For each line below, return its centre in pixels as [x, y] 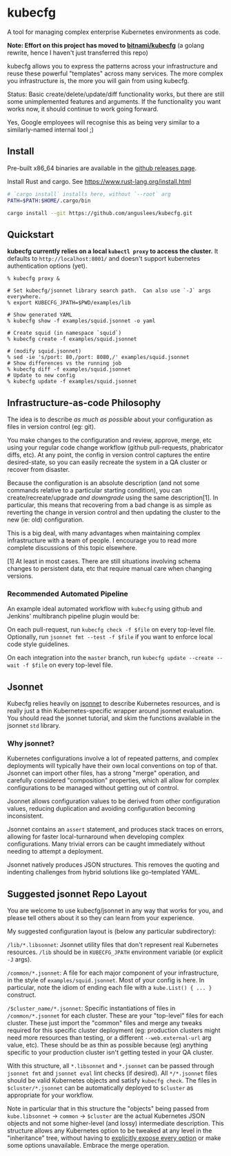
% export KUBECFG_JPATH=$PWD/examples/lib [69, 303]
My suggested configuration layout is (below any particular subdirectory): [112, 931]
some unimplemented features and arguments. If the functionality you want [114, 101]
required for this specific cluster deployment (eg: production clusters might [114, 1030]
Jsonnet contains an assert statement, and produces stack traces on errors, [115, 829]
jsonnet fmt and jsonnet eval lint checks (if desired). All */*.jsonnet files [112, 1073]
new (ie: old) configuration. [46, 520]
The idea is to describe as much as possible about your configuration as [110, 419]
